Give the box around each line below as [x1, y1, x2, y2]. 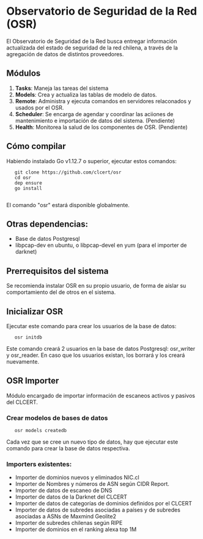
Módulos [6, 68, 41, 79]
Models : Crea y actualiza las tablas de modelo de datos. [15, 90, 157, 98]
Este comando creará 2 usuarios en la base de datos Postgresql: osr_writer [6, 345, 196, 352]
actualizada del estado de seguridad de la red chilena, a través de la [6, 44, 179, 51]
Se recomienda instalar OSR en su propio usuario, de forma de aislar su [6, 282, 186, 290]
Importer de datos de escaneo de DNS [15, 487, 113, 494]
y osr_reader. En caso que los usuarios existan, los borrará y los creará [6, 351, 185, 359]
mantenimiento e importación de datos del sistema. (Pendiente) [15, 117, 175, 124]
